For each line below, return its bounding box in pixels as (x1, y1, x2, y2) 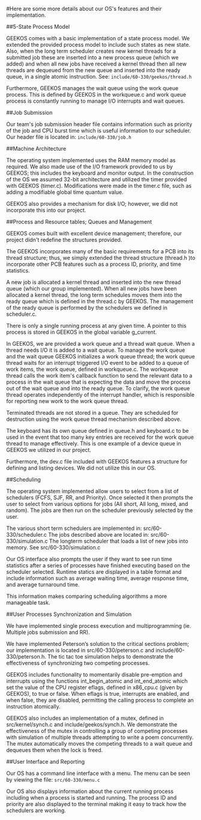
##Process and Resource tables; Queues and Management (6, 219, 152, 225)
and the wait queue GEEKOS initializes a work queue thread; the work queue (6, 353, 195, 360)
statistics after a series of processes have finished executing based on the (6, 562, 190, 569)
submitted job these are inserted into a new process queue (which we (6, 54, 179, 61)
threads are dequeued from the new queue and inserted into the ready (6, 67, 181, 74)
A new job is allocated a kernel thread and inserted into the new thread (6, 279, 181, 286)
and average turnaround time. (6, 581, 80, 588)
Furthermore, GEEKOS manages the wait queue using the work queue (6, 85, 179, 92)
